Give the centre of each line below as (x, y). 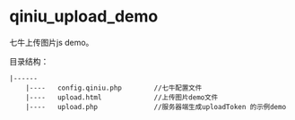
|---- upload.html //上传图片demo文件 (122, 97)
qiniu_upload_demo (84, 17)
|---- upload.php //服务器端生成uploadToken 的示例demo (156, 107)
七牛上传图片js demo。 (52, 42)
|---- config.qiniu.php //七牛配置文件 (114, 88)
